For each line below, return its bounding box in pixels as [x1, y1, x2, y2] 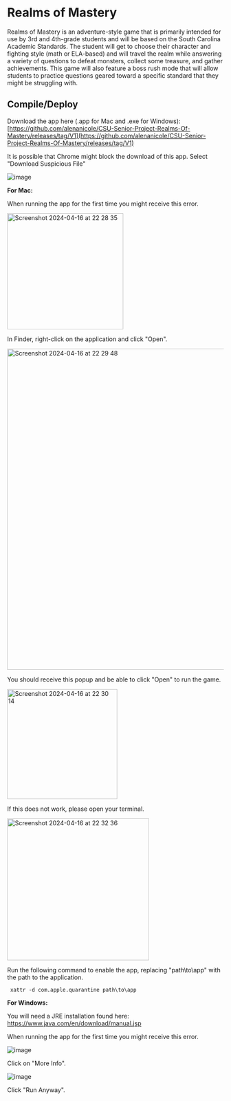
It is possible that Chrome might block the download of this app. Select [7, 152, 208, 160]
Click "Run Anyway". [7, 1085, 65, 1094]
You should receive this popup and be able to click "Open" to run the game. [7, 675, 221, 684]
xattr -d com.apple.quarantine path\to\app [10, 986, 137, 993]
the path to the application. [7, 973, 84, 981]
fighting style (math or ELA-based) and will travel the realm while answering [7, 50, 222, 58]
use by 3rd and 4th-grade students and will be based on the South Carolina [7, 34, 221, 43]
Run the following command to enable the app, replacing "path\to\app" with [7, 966, 221, 974]
